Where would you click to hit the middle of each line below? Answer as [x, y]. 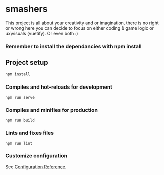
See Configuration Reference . [36, 167]
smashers [26, 9]
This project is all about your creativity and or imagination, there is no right [82, 23]
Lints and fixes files [30, 133]
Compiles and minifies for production [51, 110]
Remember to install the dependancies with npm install [73, 46]
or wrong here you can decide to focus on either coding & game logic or [80, 28]
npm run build [20, 120]
